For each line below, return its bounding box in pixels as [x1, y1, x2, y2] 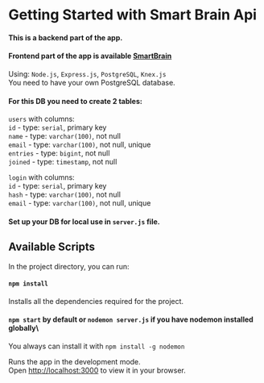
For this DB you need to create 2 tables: [8, 96, 142, 106]
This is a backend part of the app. [8, 32, 123, 42]
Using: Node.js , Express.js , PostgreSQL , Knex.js [8, 69, 167, 78]
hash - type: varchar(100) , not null [8, 189, 121, 199]
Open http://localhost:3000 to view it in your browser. [8, 365, 187, 375]
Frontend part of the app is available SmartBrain [8, 51, 172, 61]
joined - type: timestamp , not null [8, 157, 118, 167]
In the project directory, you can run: [8, 261, 130, 271]
